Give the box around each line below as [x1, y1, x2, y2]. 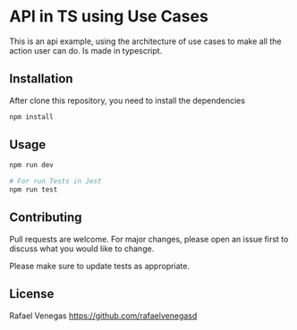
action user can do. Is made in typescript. [9, 45, 163, 55]
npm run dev [9, 161, 54, 170]
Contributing [9, 210, 82, 225]
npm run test [9, 185, 58, 194]
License [9, 286, 55, 301]
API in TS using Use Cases [9, 6, 208, 27]
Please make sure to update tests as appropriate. [9, 260, 191, 271]
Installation [9, 72, 73, 87]
